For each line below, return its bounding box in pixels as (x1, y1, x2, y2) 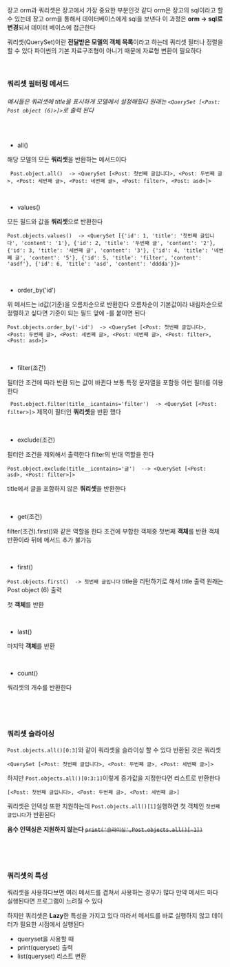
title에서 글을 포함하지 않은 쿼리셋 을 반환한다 (7, 485, 126, 493)
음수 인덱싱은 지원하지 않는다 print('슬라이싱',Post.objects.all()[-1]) (7, 826, 203, 834)
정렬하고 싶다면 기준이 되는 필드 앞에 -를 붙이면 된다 (7, 309, 146, 318)
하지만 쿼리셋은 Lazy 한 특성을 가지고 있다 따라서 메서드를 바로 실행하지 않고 (7, 911, 211, 919)
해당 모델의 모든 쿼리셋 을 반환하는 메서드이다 (7, 155, 127, 164)
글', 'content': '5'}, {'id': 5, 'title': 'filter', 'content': (14, 255, 202, 262)
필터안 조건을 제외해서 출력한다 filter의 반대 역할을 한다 (7, 451, 154, 459)
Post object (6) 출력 (7, 586, 62, 594)
